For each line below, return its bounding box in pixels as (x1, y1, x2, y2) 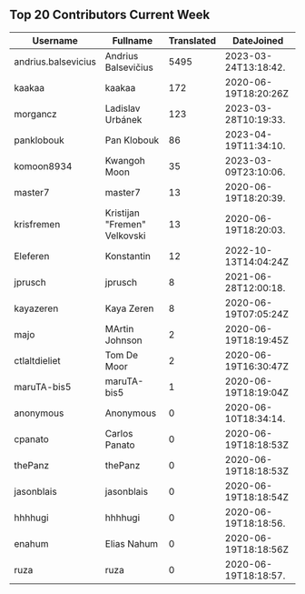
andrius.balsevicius (14, 55, 97, 67)
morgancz (14, 107, 57, 120)
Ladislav (104, 102, 141, 115)
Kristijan (104, 206, 141, 219)
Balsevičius (104, 61, 154, 74)
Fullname (112, 34, 152, 46)
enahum (14, 537, 49, 549)
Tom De (104, 348, 139, 361)
